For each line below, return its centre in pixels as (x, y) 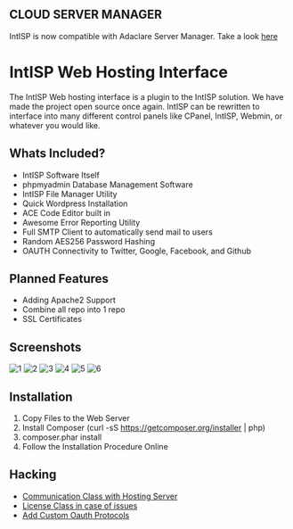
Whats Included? (57, 154)
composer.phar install (62, 437)
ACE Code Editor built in (66, 212)
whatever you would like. (55, 125)
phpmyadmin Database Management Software (107, 184)
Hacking (33, 475)
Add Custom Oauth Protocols (76, 515)
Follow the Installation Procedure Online (95, 446)
